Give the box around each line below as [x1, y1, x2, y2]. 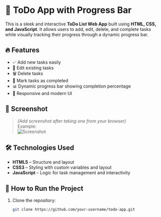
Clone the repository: [12, 198, 56, 204]
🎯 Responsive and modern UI [12, 90, 72, 96]
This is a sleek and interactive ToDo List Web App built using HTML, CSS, [5, 21, 157, 27]
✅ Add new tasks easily [12, 59, 61, 65]
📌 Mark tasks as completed [12, 77, 69, 84]
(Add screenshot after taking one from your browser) [17, 118, 127, 124]
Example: [17, 123, 37, 129]
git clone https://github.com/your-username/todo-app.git [12, 207, 135, 212]
